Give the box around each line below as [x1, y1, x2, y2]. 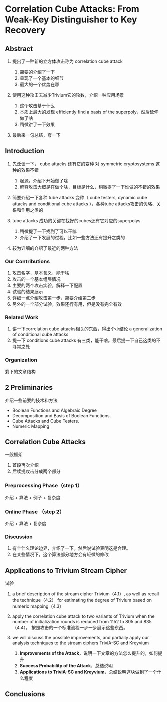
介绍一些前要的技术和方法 [5, 397, 58, 403]
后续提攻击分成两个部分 [12, 468, 61, 474]
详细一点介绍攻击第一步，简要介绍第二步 [12, 295, 96, 301]
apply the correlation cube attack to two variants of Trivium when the [12, 613, 155, 619]
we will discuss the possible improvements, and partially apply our [12, 635, 149, 641]
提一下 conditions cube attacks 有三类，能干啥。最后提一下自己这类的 [12, 337, 156, 343]
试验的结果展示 [12, 289, 43, 295]
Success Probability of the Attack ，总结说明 [19, 663, 113, 669]
